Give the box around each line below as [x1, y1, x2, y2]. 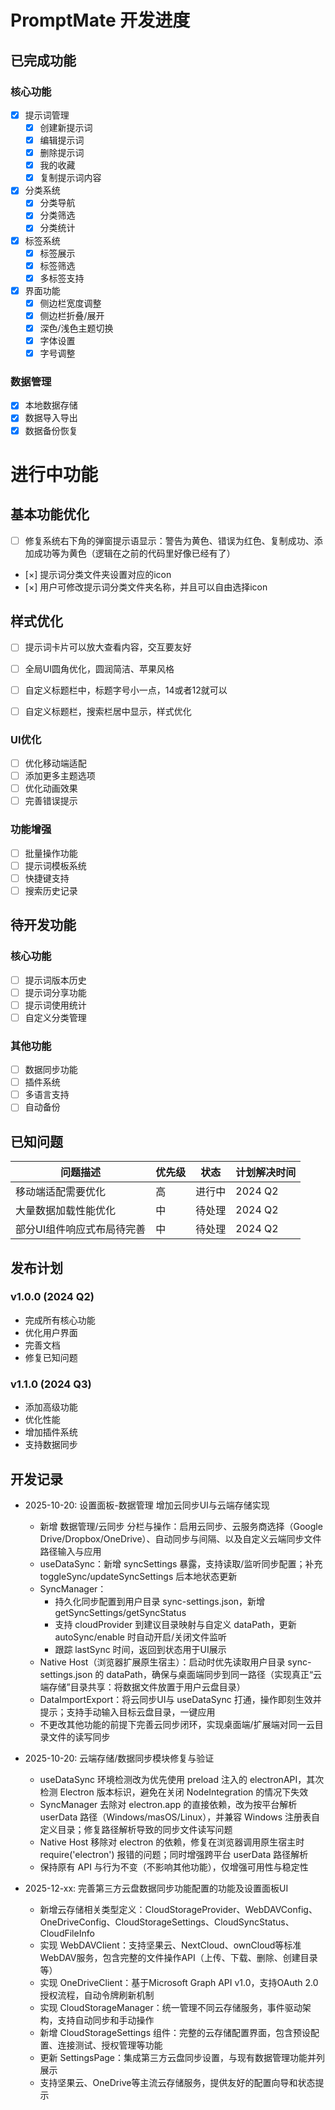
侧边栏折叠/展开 [39, 309, 105, 321]
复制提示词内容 [39, 172, 102, 184]
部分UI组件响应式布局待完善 [15, 1222, 147, 1236]
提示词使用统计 [24, 999, 87, 1011]
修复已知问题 [24, 1351, 78, 1363]
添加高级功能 [24, 1401, 78, 1413]
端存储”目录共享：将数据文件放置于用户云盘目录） [39, 1681, 246, 1693]
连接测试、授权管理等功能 [57, 2039, 163, 2051]
